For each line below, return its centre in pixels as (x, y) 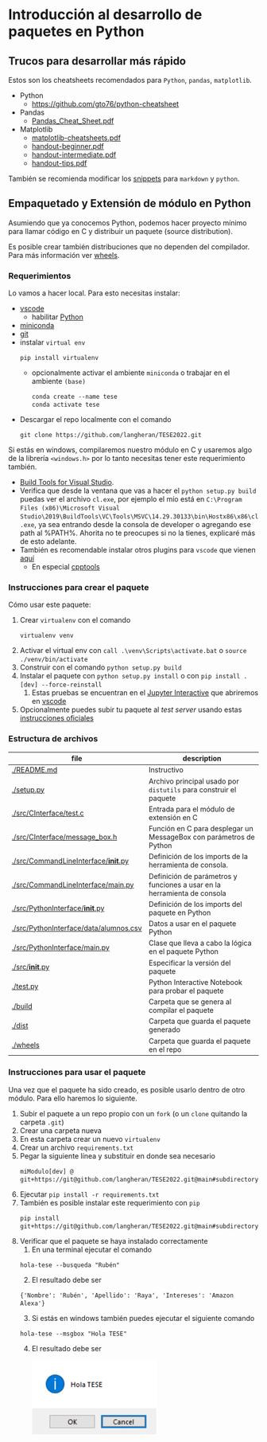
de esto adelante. (48, 541)
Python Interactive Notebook (195, 982)
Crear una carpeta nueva (60, 1130)
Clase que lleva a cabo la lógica (200, 943)
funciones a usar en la (184, 885)
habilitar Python (57, 317)
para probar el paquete (186, 991)
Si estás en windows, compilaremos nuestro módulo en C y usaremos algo (130, 450)
